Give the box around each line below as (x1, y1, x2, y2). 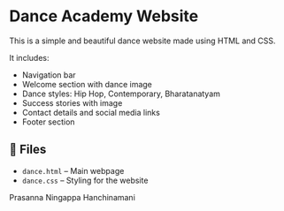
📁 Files (9, 142, 47, 157)
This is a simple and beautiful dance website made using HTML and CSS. (9, 35, 276, 46)
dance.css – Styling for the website (21, 175, 149, 185)
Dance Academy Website (9, 6, 199, 26)
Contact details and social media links (21, 107, 161, 117)
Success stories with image (21, 97, 123, 108)
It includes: (9, 52, 50, 63)
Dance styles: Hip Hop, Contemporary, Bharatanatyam (21, 88, 221, 99)
